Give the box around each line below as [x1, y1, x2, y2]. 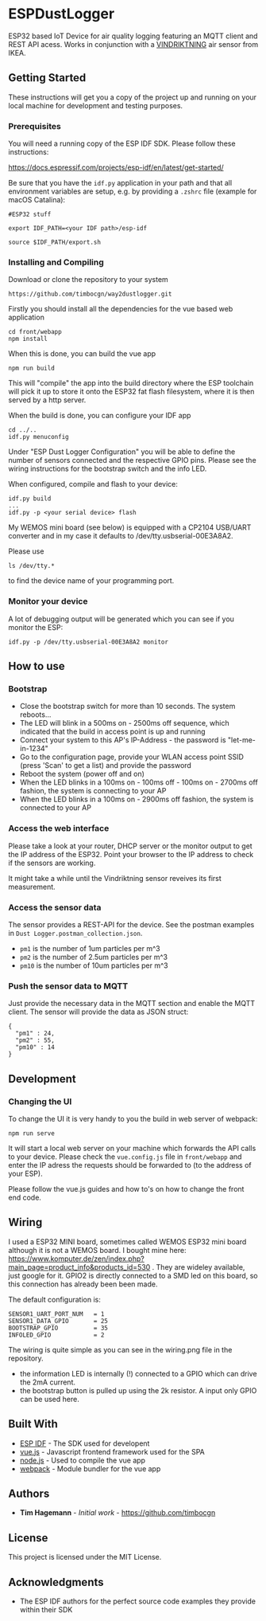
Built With [8, 1417, 58, 1431]
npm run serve [8, 1129, 56, 1137]
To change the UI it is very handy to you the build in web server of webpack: [8, 1114, 258, 1123]
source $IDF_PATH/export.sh [8, 238, 102, 247]
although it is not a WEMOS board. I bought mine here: [8, 1245, 187, 1255]
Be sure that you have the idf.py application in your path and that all [8, 178, 233, 188]
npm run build [8, 364, 56, 373]
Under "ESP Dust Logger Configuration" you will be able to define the [8, 447, 236, 456]
